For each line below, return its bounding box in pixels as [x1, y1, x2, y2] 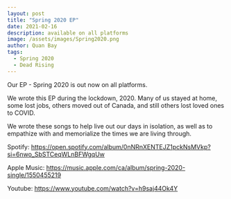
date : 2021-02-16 [7, 23, 58, 30]
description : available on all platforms [7, 29, 129, 37]
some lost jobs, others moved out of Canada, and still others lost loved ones [7, 101, 224, 109]
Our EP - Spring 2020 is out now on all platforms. [7, 80, 148, 88]
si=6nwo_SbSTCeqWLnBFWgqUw [7, 150, 105, 158]
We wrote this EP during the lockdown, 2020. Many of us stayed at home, [7, 94, 217, 102]
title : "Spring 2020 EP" [7, 17, 79, 23]
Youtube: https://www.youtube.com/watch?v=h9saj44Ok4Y [7, 184, 178, 192]
